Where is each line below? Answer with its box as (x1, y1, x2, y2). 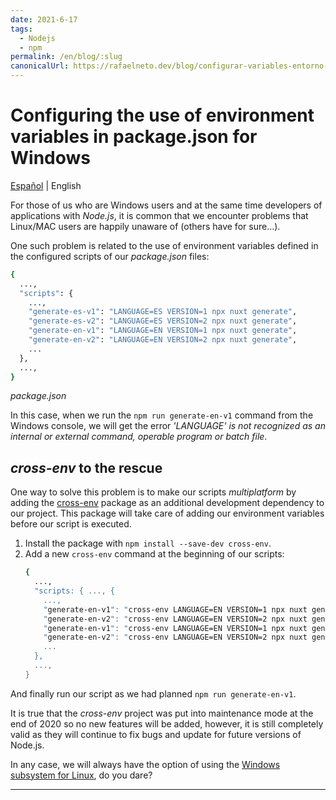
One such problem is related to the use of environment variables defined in (10, 239, 319, 251)
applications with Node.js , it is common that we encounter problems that (10, 209, 309, 221)
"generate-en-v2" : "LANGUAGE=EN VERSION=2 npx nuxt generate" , (28, 335, 298, 345)
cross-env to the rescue (10, 459, 163, 476)
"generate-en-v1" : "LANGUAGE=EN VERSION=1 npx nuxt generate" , (28, 326, 298, 336)
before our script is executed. (10, 518, 132, 530)
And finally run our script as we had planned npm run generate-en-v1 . (10, 687, 297, 700)
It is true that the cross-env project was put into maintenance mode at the (10, 707, 314, 719)
